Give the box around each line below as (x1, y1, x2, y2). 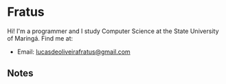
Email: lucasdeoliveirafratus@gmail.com (16, 48, 131, 56)
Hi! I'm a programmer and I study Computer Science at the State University (7, 27, 219, 35)
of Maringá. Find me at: (7, 34, 74, 42)
